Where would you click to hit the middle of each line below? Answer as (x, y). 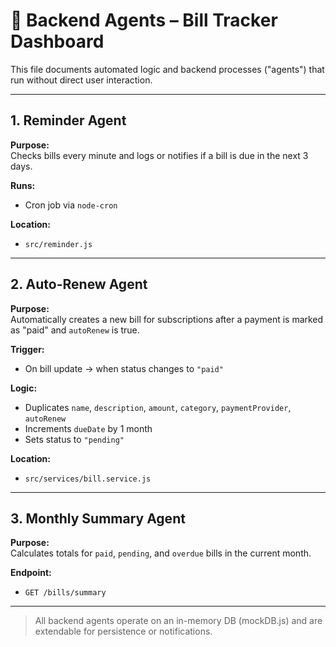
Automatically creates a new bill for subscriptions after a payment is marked (167, 319)
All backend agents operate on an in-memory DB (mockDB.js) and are (178, 621)
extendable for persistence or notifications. (123, 631)
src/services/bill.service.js (88, 479)
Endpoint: (31, 573)
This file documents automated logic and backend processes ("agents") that (167, 69)
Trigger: (27, 349)
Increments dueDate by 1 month (88, 428)
